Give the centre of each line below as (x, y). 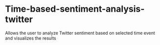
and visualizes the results (31, 38)
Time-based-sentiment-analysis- (75, 9)
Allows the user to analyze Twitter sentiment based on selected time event (80, 33)
